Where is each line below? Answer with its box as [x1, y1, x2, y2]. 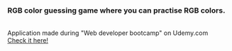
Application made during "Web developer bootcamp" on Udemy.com [7, 29, 209, 37]
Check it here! [7, 36, 48, 45]
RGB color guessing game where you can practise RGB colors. [7, 6, 226, 15]
